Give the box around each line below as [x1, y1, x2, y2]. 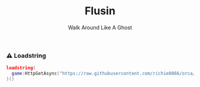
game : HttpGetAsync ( [11, 70, 60, 77]
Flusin [84, 4, 116, 18]
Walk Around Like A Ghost [68, 24, 132, 31]
